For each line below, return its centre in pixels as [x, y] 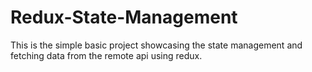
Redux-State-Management [124, 17]
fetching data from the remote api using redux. [106, 55]
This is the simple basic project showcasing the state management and [156, 45]
